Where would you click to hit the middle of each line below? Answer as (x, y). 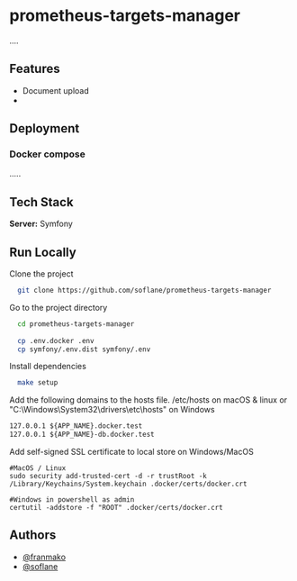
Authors (33, 536)
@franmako (44, 557)
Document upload (55, 90)
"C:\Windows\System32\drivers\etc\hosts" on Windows (112, 410)
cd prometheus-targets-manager (76, 324)
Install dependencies (48, 367)
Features (35, 69)
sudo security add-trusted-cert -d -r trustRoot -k (108, 477)
